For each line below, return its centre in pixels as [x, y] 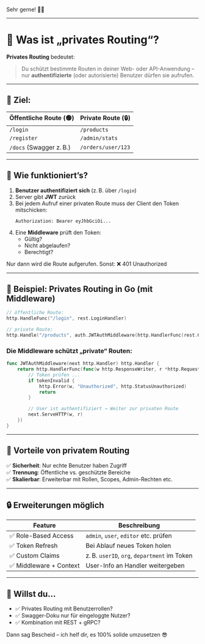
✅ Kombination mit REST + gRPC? [58, 623]
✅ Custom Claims [34, 556]
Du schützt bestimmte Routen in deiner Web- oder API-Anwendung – [108, 69]
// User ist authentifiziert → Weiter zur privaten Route [103, 409]
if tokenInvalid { [52, 380]
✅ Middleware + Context [45, 566]
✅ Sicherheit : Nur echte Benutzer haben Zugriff [67, 465]
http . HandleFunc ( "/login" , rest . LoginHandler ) [67, 318]
